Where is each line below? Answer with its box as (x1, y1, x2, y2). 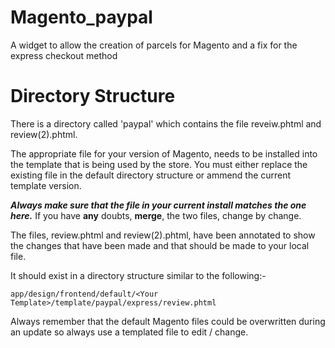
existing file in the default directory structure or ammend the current (10, 169, 292, 181)
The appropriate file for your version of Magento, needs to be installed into (10, 147, 318, 160)
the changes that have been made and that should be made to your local (10, 239, 310, 251)
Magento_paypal (10, 6, 153, 29)
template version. (10, 179, 82, 191)
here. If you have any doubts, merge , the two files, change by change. (10, 209, 302, 221)
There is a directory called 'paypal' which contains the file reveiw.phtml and (10, 117, 322, 130)
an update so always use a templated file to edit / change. (10, 326, 249, 338)
